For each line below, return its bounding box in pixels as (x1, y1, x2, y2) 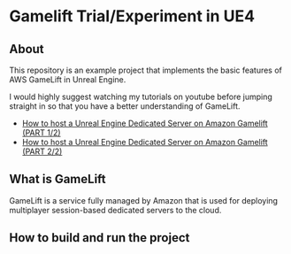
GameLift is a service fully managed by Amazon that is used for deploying (9, 195, 279, 205)
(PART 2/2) (21, 146, 63, 157)
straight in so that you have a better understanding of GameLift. (9, 101, 241, 112)
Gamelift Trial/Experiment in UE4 (9, 6, 255, 27)
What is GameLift (9, 172, 106, 187)
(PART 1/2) (21, 127, 61, 138)
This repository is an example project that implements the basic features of (9, 65, 283, 75)
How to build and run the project (9, 230, 190, 245)
